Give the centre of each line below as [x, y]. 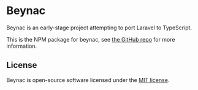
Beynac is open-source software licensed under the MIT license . [88, 80]
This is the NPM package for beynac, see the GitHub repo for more [91, 39]
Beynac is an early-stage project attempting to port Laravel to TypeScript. [99, 28]
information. [22, 46]
